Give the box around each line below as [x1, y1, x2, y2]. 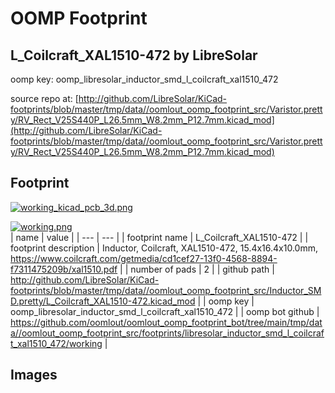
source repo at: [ [10, 93, 79, 104]
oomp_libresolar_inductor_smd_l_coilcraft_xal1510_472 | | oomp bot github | [10, 305, 320, 317]
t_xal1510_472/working [10, 337, 103, 349]
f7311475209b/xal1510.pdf [10, 263, 118, 275]
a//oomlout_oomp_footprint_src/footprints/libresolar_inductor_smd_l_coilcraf [10, 327, 325, 339]
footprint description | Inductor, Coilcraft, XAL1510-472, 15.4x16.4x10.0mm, [10, 242, 318, 254]
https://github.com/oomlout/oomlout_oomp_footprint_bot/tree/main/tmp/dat [10, 316, 323, 328]
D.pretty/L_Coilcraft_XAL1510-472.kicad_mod [10, 295, 196, 307]
